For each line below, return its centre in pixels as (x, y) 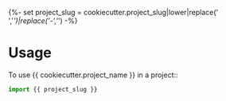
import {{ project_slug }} (53, 89)
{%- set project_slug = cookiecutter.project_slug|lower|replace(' (113, 12)
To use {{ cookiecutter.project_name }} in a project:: (93, 75)
